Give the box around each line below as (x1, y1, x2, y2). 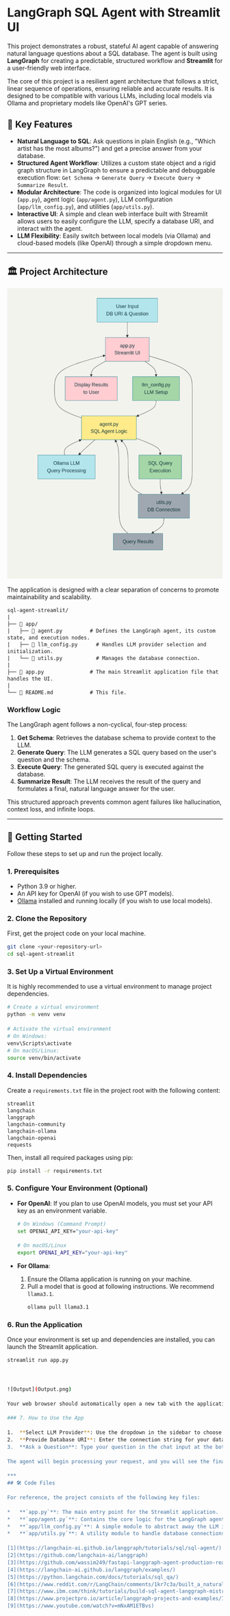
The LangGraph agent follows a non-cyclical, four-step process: (7, 720, 188, 729)
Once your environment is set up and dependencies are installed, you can (7, 1335, 216, 1343)
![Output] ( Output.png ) (7, 1385, 72, 1393)
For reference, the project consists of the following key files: (7, 1494, 201, 1501)
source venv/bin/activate (7, 1055, 81, 1061)
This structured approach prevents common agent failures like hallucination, (7, 798, 222, 806)
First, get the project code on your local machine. (7, 929, 146, 937)
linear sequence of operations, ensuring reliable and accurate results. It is (7, 84, 215, 92)
